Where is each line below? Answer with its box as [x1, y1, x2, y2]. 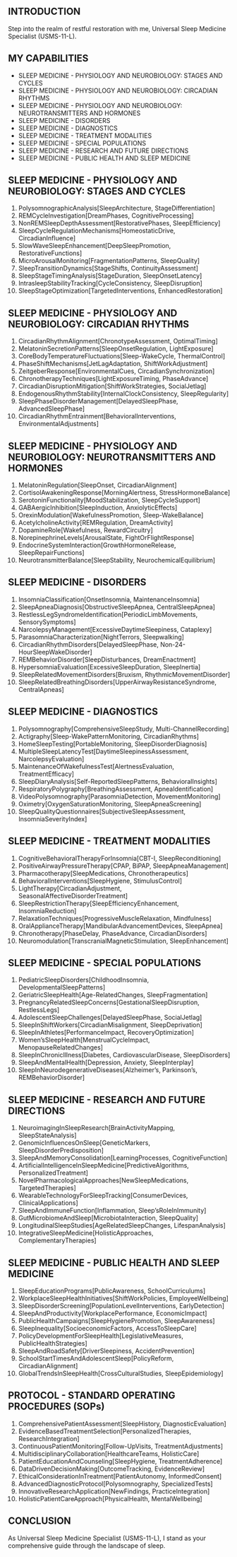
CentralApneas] [18, 685, 64, 693]
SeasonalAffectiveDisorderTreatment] [18, 891, 128, 900]
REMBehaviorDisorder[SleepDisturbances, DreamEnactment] [18, 655, 196, 664]
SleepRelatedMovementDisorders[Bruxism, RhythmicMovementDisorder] [18, 670, 231, 678]
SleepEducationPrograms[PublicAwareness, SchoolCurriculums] [18, 1286, 206, 1295]
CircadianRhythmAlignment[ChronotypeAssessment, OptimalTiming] [18, 337, 218, 346]
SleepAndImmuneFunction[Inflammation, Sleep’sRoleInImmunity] [18, 1206, 207, 1215]
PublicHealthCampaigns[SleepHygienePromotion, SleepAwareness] [18, 1316, 215, 1324]
